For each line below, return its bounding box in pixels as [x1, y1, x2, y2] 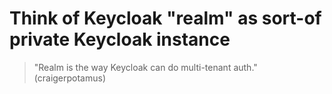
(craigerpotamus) [33, 72, 107, 84]
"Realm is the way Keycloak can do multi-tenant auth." [33, 61, 258, 73]
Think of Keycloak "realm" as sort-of [9, 7, 322, 30]
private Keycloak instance [9, 28, 231, 51]
